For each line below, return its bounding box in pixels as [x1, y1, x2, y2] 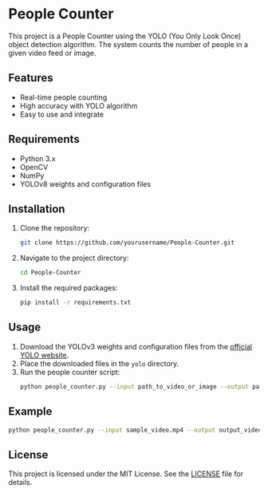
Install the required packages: [19, 283, 118, 293]
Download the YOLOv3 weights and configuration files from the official [19, 341, 253, 351]
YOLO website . [19, 350, 69, 360]
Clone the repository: [19, 223, 90, 233]
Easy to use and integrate [19, 109, 104, 119]
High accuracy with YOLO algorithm [19, 101, 138, 110]
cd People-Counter [19, 269, 81, 277]
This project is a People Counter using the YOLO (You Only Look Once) [8, 31, 242, 41]
